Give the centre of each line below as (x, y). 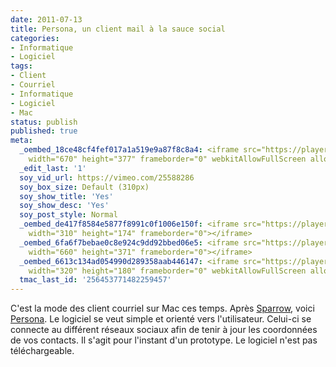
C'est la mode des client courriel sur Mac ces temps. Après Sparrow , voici (162, 308)
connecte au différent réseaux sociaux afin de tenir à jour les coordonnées (164, 330)
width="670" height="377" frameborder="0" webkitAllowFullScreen (167, 159)
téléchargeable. (42, 351)
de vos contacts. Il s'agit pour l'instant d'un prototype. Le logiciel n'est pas (164, 340)
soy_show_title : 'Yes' (66, 196)
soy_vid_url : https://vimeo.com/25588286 (107, 177)
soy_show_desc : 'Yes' (64, 206)
